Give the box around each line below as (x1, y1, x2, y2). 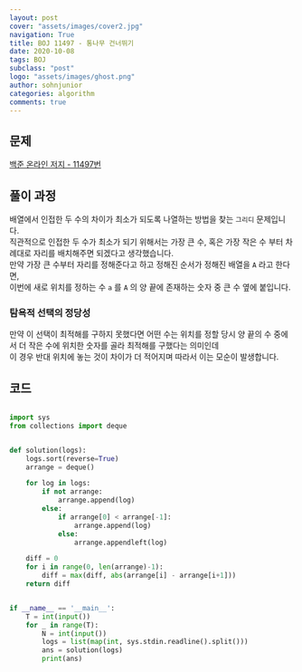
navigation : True (9, 30, 75, 39)
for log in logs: (25, 479, 91, 488)
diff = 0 (25, 554, 59, 563)
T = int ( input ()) (25, 612, 91, 621)
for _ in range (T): (25, 620, 99, 629)
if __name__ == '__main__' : (9, 603, 116, 612)
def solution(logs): (9, 446, 88, 455)
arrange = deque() (25, 463, 95, 472)
